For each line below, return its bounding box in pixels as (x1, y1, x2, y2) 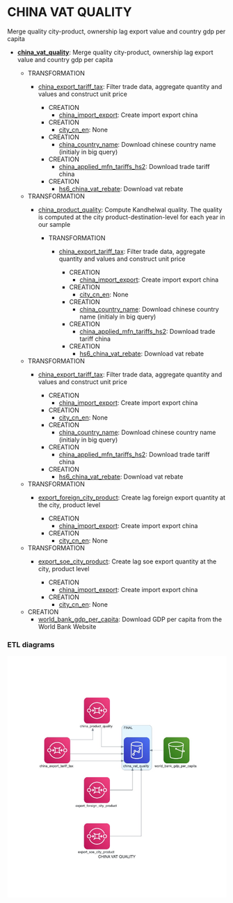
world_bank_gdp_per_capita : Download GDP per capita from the (38, 615, 223, 623)
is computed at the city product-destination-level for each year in (38, 213, 225, 221)
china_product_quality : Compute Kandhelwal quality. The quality (38, 205, 223, 214)
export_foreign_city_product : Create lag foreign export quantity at (38, 493, 226, 502)
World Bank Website (38, 622, 97, 630)
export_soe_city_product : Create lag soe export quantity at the (38, 557, 217, 566)
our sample (38, 220, 71, 228)
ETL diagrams (7, 639, 55, 649)
